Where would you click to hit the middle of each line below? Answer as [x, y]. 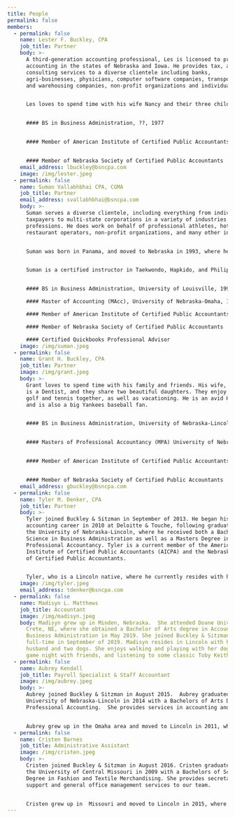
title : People [28, 14]
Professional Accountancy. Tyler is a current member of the [117, 545]
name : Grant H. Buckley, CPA [62, 359]
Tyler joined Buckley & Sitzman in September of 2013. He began [121, 519]
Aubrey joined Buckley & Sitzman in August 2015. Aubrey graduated [128, 695]
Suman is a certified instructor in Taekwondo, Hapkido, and [117, 270]
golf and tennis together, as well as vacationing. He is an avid [124, 398]
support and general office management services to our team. [118, 785]
